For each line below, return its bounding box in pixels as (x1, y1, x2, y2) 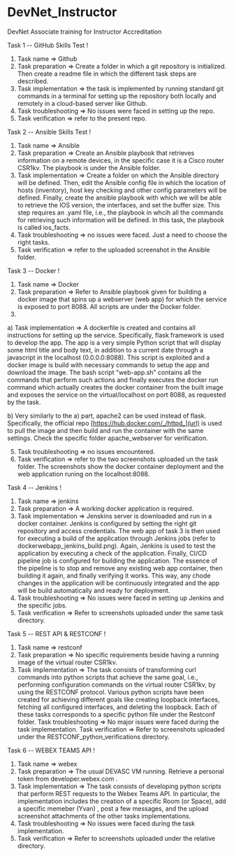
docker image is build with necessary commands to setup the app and (7, 360, 210, 369)
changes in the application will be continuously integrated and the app (17, 579, 220, 587)
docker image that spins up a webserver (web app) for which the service (17, 295, 227, 303)
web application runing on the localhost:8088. (17, 469, 150, 478)
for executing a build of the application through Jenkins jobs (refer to (17, 534, 216, 542)
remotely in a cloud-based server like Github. (17, 99, 148, 107)
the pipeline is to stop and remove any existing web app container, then (17, 563, 224, 572)
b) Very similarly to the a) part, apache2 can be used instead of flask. (7, 411, 207, 420)
